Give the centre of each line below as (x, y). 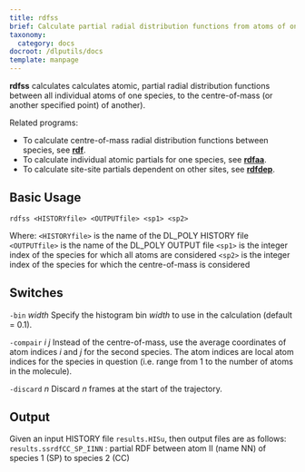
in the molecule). (41, 371)
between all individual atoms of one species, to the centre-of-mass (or (141, 95)
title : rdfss (34, 18)
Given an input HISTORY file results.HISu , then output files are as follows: (148, 439)
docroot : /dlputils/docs (56, 52)
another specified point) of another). (78, 105)
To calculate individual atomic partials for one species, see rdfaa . (144, 159)
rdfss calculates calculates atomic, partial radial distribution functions (140, 86)
